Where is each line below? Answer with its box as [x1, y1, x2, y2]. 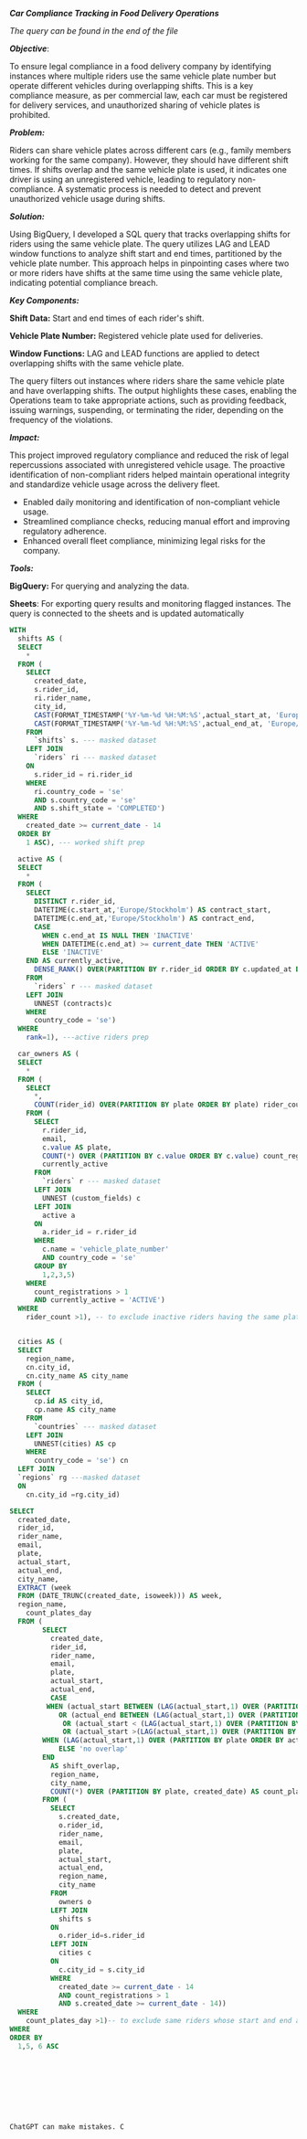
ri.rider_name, [33, 694, 92, 703]
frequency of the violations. [9, 415, 113, 425]
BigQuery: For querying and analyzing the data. [9, 580, 190, 591]
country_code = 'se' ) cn [33, 1456, 129, 1466]
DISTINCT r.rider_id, [33, 897, 117, 906]
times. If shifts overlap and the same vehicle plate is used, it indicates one [9, 164, 288, 175]
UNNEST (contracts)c [33, 999, 112, 1008]
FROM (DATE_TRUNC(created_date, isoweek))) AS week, [17, 1592, 223, 1601]
